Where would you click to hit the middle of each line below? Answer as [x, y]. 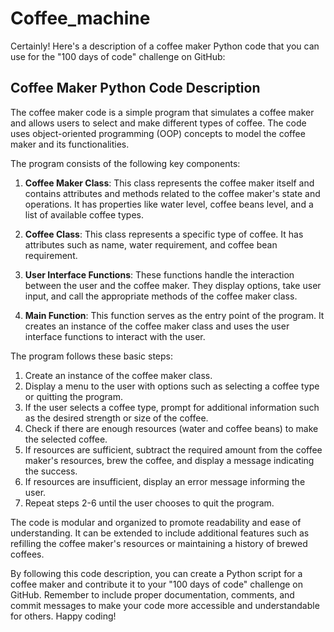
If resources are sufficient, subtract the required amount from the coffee [173, 449]
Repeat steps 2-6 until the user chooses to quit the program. [149, 503]
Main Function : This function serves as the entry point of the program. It [174, 315]
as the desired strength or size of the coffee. [116, 418]
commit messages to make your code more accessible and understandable [165, 605]
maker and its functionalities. [70, 144]
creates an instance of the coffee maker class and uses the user [157, 326]
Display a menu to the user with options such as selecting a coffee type [172, 386]
